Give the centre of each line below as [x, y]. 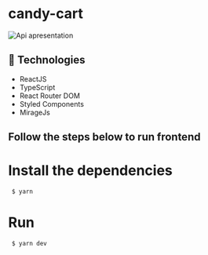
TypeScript [37, 87]
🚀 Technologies [47, 60]
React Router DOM [50, 96]
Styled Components [52, 104]
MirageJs [35, 112]
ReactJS [33, 78]
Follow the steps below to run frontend [104, 137]
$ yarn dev [29, 244]
